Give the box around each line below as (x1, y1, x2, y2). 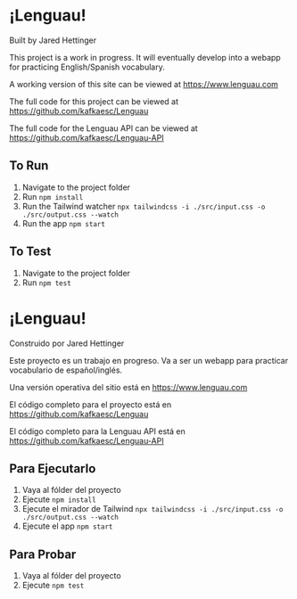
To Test (9, 244, 52, 259)
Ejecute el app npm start (21, 521, 113, 531)
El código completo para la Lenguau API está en (9, 425, 186, 437)
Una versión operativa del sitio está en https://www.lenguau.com (9, 382, 248, 392)
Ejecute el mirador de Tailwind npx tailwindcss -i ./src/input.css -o (21, 504, 284, 514)
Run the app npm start (21, 217, 105, 228)
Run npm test (21, 277, 71, 288)
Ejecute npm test (21, 580, 85, 591)
